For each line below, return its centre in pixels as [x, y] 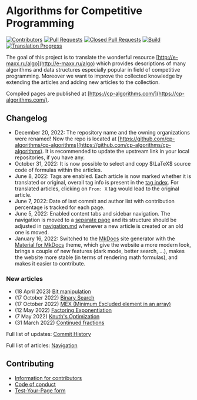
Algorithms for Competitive [74, 11]
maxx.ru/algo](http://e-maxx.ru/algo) [51, 63]
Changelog [27, 118]
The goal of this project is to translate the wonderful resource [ [82, 57]
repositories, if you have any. [50, 157]
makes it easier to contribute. [50, 263]
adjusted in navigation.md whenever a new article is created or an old [99, 226]
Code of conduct [35, 384]
